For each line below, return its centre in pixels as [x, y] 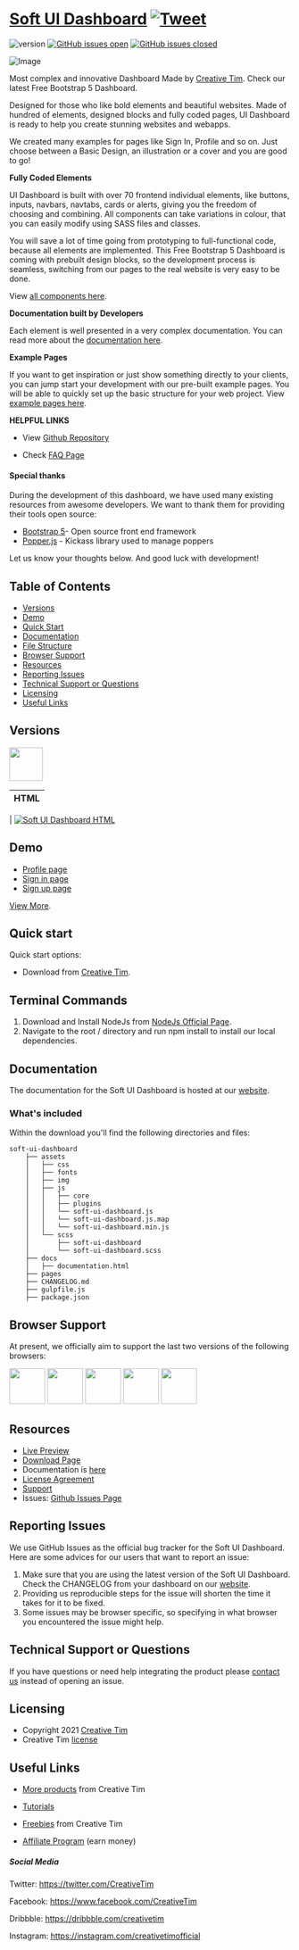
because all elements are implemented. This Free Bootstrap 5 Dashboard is [147, 250]
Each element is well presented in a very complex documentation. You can [146, 330]
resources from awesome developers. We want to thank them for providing [147, 505]
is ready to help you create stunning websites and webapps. [120, 124]
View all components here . [58, 295]
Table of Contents [60, 586]
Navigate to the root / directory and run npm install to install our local [149, 1032]
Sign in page [45, 878]
